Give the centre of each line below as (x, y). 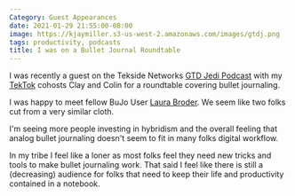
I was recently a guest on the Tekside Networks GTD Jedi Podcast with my (146, 75)
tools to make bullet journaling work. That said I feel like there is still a (136, 165)
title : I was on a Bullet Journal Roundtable (95, 51)
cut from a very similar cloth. (62, 112)
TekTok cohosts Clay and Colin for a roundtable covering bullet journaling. (145, 85)
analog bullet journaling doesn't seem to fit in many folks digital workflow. (144, 138)
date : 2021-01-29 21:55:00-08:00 (71, 26)
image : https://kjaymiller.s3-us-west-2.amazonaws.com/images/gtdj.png (144, 34)
